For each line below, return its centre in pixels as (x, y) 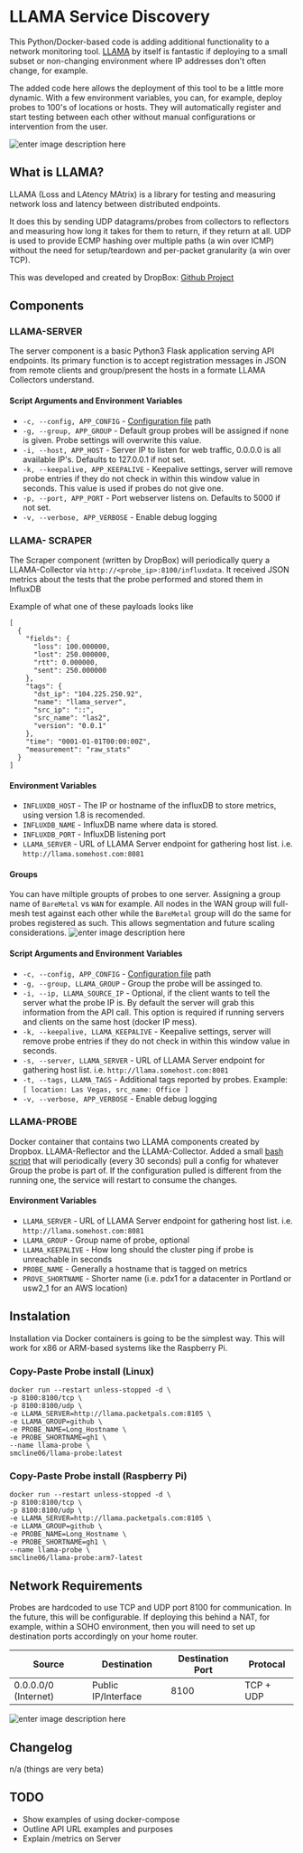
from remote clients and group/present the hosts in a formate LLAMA (138, 370)
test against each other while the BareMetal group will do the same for (161, 913)
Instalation (40, 1316)
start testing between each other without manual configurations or (133, 117)
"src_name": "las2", (72, 718)
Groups (23, 874)
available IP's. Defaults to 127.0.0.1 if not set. (104, 459)
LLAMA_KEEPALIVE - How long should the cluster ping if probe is (138, 1250)
